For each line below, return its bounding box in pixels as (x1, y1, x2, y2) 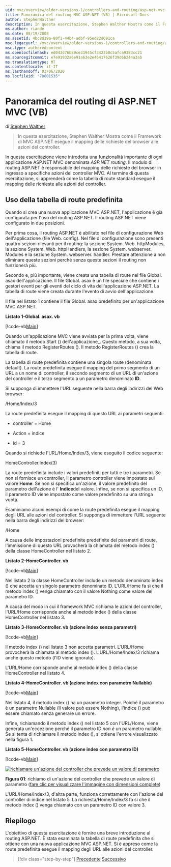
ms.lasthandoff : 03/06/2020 (5, 69, 65, 74)
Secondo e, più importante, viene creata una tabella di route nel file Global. (5, 272, 162, 278)
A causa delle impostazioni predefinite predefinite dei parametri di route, (5, 537, 157, 543)
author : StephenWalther (5, 17, 56, 22)
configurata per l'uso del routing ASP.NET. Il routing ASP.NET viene (5, 214, 147, 220)
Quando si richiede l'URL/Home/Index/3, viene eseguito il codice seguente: (5, 450, 163, 456)
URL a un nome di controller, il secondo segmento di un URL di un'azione (5, 370, 159, 376)
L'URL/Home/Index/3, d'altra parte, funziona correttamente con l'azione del (5, 791, 164, 797)
